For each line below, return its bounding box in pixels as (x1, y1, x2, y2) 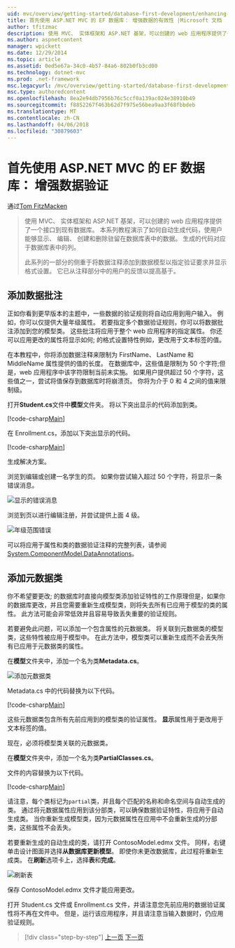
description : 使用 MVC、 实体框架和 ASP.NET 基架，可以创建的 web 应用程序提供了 (7, 29, 227, 37)
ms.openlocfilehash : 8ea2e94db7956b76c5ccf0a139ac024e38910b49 (7, 95, 196, 102)
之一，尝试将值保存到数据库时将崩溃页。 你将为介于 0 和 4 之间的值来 (19, 377, 220, 386)
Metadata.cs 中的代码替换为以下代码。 (7, 686, 119, 695)
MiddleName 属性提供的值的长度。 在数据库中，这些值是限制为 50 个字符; (7, 359, 220, 368)
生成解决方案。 (7, 457, 50, 466)
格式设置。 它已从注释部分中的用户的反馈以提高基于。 (24, 267, 180, 276)
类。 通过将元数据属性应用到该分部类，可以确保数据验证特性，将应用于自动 (7, 806, 224, 814)
